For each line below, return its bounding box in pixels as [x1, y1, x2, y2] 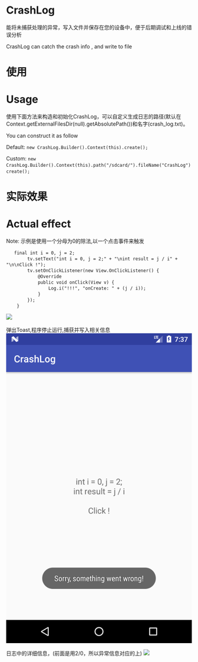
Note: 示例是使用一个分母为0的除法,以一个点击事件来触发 [6, 238, 144, 245]
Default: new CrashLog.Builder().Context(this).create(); [6, 144, 148, 151]
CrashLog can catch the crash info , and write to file [6, 42, 133, 50]
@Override [37, 274, 62, 280]
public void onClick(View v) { [37, 279, 115, 286]
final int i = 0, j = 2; [14, 250, 75, 256]
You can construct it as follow [6, 132, 78, 139]
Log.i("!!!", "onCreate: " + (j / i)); [48, 285, 146, 292]
